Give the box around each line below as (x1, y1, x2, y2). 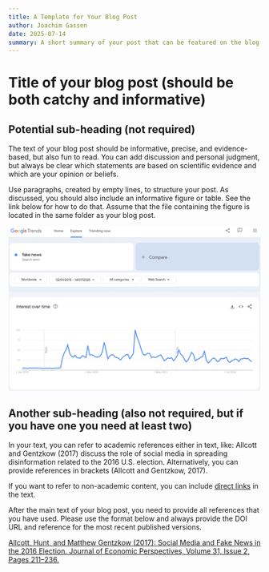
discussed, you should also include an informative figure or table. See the (8, 193, 251, 203)
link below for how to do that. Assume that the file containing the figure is (8, 202, 251, 211)
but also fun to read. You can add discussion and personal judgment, (32, 152, 260, 162)
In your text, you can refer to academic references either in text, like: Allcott (8, 441, 258, 450)
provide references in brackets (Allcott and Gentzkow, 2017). (8, 465, 208, 476)
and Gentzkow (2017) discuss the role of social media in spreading (8, 449, 228, 458)
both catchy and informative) (8, 91, 207, 109)
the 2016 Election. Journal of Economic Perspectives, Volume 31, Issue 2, (8, 546, 251, 556)
